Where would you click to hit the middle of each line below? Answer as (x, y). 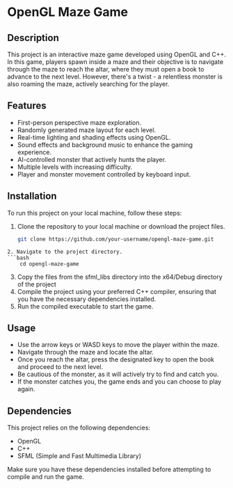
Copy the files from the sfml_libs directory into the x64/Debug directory (120, 277)
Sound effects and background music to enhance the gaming (105, 145)
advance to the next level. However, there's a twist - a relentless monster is (115, 76)
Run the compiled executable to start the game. (85, 306)
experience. (34, 152)
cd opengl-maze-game (49, 264)
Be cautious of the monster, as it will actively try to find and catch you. (118, 374)
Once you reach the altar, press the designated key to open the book (115, 359)
